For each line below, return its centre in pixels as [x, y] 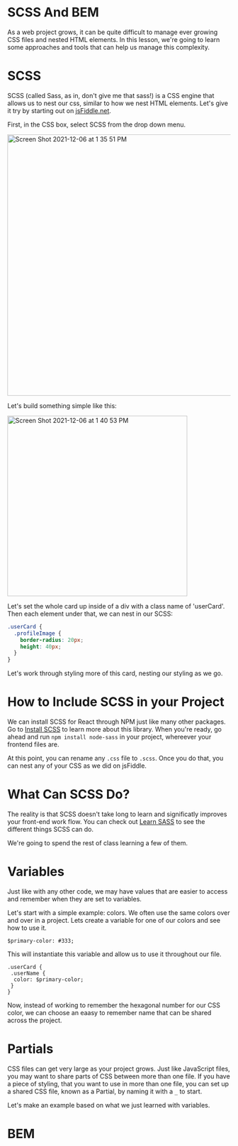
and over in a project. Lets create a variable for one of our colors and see [114, 920]
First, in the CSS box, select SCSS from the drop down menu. [97, 124]
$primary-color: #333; [41, 941]
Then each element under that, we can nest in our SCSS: [90, 614]
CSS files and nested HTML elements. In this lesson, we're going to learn [114, 39]
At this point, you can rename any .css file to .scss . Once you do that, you [115, 759]
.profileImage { [38, 633]
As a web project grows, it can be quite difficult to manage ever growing [113, 32]
